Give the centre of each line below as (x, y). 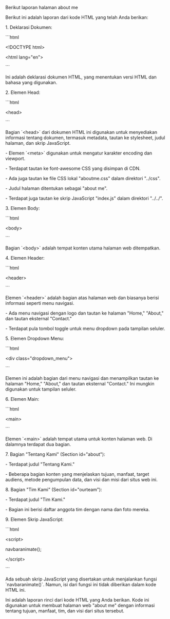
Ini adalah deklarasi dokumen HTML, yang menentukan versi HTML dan (81, 77)
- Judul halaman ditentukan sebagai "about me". (56, 188)
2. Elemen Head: (23, 92)
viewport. (15, 158)
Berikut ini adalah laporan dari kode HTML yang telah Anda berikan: (77, 17)
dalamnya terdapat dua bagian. (38, 444)
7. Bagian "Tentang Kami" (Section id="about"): (55, 454)
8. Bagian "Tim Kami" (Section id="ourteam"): (54, 489)
